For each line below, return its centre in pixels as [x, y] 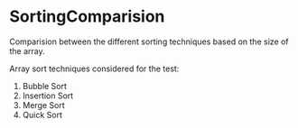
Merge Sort [43, 105]
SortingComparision [87, 17]
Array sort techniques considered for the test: [94, 69]
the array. [27, 50]
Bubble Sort [45, 86]
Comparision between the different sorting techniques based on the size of [149, 41]
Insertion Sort [48, 96]
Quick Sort [42, 114]
